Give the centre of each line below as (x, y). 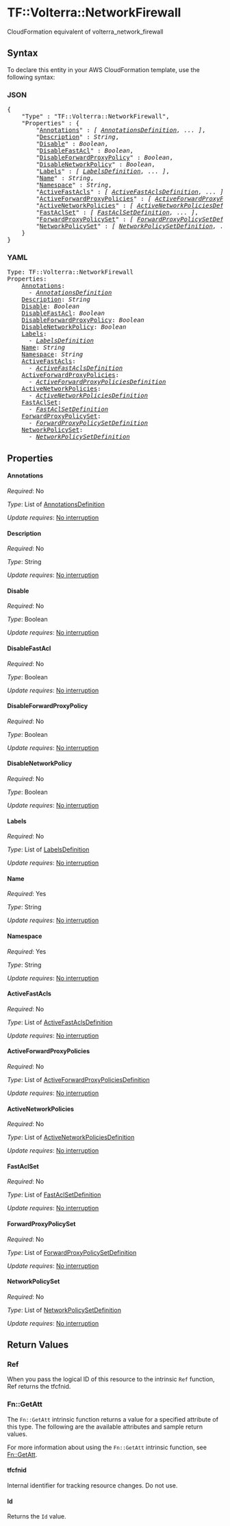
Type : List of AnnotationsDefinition (56, 504)
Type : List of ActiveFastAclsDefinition (60, 1022)
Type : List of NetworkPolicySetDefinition (64, 1310)
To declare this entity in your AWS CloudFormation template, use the (103, 69)
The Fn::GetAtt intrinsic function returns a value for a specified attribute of (113, 1419)
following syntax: (31, 77)
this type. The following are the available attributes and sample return (105, 1427)
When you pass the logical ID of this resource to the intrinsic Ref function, (111, 1379)
